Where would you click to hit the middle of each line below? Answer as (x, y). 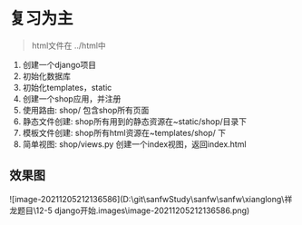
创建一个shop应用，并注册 (72, 98)
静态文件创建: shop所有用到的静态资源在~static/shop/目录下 (135, 121)
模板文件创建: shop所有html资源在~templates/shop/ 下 (124, 132)
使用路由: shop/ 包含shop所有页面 (86, 110)
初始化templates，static (67, 87)
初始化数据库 (46, 76)
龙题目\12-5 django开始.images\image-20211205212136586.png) (130, 210)
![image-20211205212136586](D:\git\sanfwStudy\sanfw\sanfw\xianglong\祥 (151, 199)
